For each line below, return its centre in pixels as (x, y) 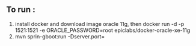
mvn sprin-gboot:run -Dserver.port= (60, 36)
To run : (21, 10)
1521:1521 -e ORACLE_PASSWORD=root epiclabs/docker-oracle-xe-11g (103, 30)
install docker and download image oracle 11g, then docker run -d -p (100, 24)
